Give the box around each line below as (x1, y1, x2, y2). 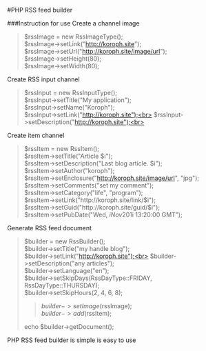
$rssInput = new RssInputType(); (23, 89, 117, 97)
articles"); (86, 259, 115, 268)
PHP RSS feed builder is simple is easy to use (7, 336, 136, 344)
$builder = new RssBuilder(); (23, 237, 105, 245)
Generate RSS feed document (7, 224, 92, 232)
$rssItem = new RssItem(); (23, 145, 100, 152)
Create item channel (7, 131, 65, 139)
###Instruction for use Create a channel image (7, 19, 140, 27)
